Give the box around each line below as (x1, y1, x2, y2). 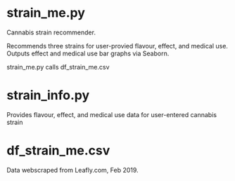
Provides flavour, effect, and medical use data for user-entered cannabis (6, 110, 217, 119)
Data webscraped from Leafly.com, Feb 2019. (6, 166, 139, 174)
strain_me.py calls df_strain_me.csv (6, 62, 110, 71)
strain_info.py (6, 88, 90, 103)
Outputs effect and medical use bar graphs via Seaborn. (6, 49, 170, 58)
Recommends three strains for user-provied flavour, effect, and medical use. (6, 41, 228, 50)
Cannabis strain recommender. (6, 28, 96, 36)
